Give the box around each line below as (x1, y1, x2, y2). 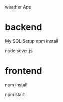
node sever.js (5, 47, 33, 54)
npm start (5, 91, 25, 97)
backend (5, 22, 42, 33)
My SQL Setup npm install (5, 38, 58, 44)
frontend (5, 65, 42, 77)
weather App (5, 4, 32, 10)
